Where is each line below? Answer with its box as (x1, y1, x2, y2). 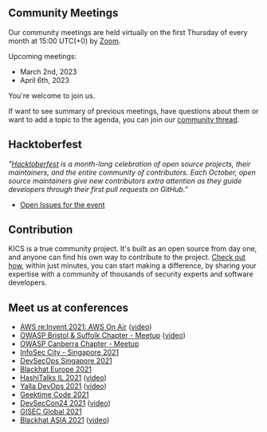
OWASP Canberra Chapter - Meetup (19, 339, 139, 349)
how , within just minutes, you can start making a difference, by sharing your (8, 261, 257, 270)
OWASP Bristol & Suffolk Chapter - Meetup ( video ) (19, 331, 186, 340)
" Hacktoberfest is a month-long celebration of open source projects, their (8, 159, 251, 168)
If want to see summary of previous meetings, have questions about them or (8, 106, 259, 116)
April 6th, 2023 (19, 75, 70, 84)
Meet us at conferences (8, 300, 129, 314)
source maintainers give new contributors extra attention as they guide (8, 175, 242, 186)
